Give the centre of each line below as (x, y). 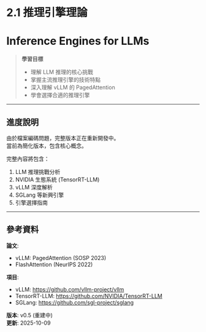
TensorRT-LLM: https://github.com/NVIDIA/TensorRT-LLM (89, 296)
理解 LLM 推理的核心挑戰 (62, 72)
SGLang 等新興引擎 (40, 195)
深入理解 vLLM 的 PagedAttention (73, 87)
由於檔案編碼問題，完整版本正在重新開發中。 (63, 138)
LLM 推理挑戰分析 (38, 172)
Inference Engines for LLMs (78, 41)
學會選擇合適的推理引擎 (60, 95)
